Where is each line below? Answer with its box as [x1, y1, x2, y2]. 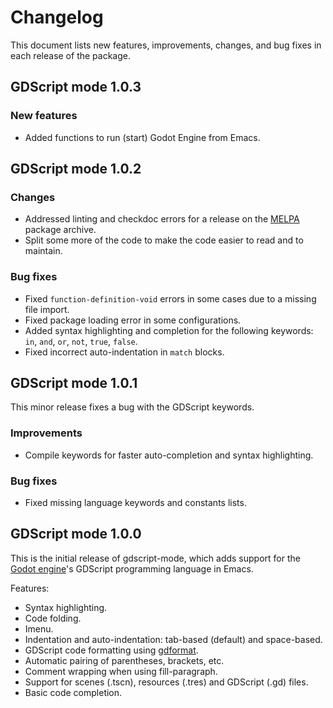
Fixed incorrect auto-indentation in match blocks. [24, 346, 225, 358]
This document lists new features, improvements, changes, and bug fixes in [10, 39, 322, 51]
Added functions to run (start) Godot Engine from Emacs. [24, 131, 261, 143]
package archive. [24, 224, 97, 236]
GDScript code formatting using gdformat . [24, 644, 199, 656]
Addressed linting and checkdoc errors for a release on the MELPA [24, 213, 300, 225]
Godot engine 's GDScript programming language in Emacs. [10, 562, 254, 575]
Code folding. [24, 612, 82, 624]
